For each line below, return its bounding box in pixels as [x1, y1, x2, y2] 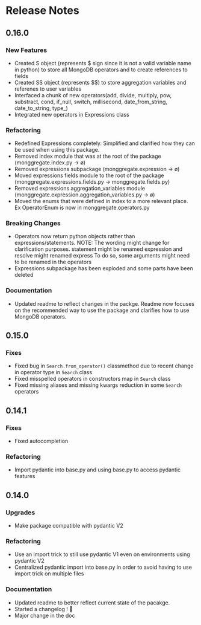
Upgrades [5, 508, 36, 517]
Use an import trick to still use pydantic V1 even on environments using [14, 551, 190, 558]
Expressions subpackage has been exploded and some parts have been [14, 265, 193, 272]
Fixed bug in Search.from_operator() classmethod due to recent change [14, 362, 194, 369]
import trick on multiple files [14, 570, 84, 577]
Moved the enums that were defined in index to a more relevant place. [14, 198, 188, 205]
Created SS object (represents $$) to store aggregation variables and [14, 79, 187, 86]
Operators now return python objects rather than [14, 233, 135, 240]
